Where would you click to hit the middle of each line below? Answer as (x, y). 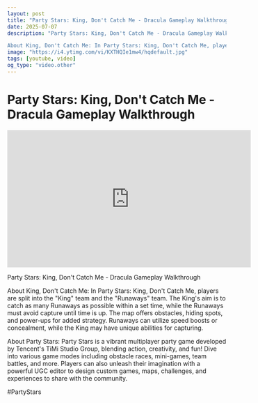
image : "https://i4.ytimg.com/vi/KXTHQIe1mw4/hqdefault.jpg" (98, 52)
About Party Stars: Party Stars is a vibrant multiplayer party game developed (117, 341)
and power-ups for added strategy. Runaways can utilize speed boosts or (112, 320)
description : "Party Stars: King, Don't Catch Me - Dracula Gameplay (110, 33)
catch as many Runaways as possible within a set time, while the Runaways (115, 305)
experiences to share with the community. (67, 378)
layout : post (26, 14)
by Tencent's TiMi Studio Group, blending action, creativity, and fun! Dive (112, 349)
